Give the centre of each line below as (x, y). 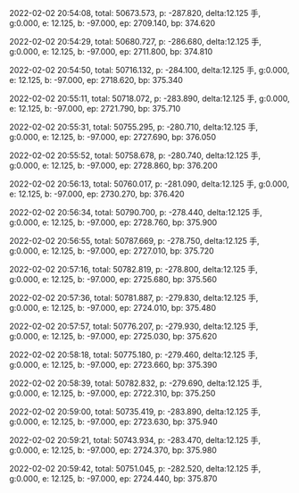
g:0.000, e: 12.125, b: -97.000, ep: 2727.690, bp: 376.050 (113, 137)
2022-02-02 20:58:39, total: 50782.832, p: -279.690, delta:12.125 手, (136, 383)
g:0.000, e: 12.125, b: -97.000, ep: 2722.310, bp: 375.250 (112, 393)
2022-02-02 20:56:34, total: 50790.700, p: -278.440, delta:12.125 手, (136, 212)
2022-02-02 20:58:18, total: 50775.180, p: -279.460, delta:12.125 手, (134, 355)
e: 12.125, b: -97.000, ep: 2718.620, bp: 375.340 (96, 80)
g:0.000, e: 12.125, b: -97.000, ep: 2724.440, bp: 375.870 (113, 479)
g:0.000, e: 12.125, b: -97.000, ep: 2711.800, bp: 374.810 (111, 51)
